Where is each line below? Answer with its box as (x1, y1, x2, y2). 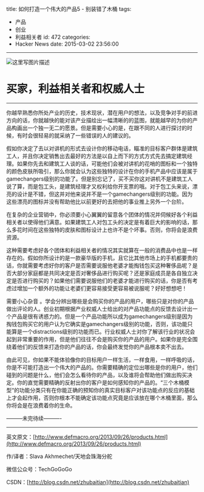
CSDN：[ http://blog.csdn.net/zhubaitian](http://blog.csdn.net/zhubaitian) (6, 478, 189, 485)
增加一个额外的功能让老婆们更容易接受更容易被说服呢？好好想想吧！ (16, 285, 187, 292)
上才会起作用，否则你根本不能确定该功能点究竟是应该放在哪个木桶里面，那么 (6, 394, 198, 401)
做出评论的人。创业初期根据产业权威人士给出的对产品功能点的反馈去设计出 (6, 305, 192, 312)
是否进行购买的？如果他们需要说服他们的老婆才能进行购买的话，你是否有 (11, 277, 192, 284)
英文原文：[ (6, 433, 35, 440)
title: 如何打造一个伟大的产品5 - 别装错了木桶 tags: (6, 5, 132, 12)
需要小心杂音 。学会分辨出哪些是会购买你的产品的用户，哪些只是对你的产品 (6, 297, 194, 305)
